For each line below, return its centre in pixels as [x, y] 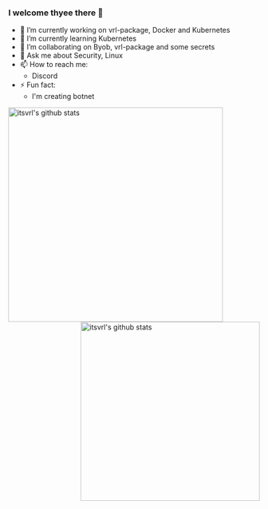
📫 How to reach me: [54, 65]
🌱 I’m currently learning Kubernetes [78, 38]
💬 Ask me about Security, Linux [71, 56]
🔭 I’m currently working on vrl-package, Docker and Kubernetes [125, 30]
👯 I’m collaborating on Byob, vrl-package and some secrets [117, 47]
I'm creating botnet [63, 97]
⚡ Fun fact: [37, 85]
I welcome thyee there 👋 [56, 13]
